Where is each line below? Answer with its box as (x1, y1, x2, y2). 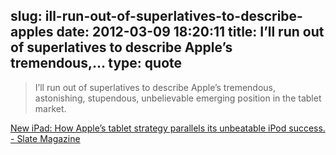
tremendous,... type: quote (10, 55, 183, 72)
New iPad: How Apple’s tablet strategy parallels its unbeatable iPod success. (10, 122, 326, 134)
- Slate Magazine (10, 132, 81, 144)
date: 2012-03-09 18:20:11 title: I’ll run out (56, 24, 325, 41)
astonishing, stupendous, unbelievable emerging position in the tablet (34, 92, 322, 104)
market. (34, 102, 67, 114)
